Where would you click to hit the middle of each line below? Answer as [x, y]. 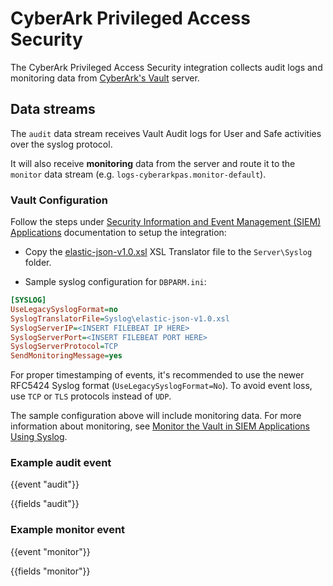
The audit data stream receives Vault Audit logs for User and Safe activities [166, 133]
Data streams [53, 109]
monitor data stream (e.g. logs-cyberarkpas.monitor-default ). [138, 174]
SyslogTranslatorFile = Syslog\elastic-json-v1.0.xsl [120, 318]
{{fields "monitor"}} [50, 571]
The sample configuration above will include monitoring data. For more [156, 416]
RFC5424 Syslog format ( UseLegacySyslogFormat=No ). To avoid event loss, [161, 386]
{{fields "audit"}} [45, 504]
